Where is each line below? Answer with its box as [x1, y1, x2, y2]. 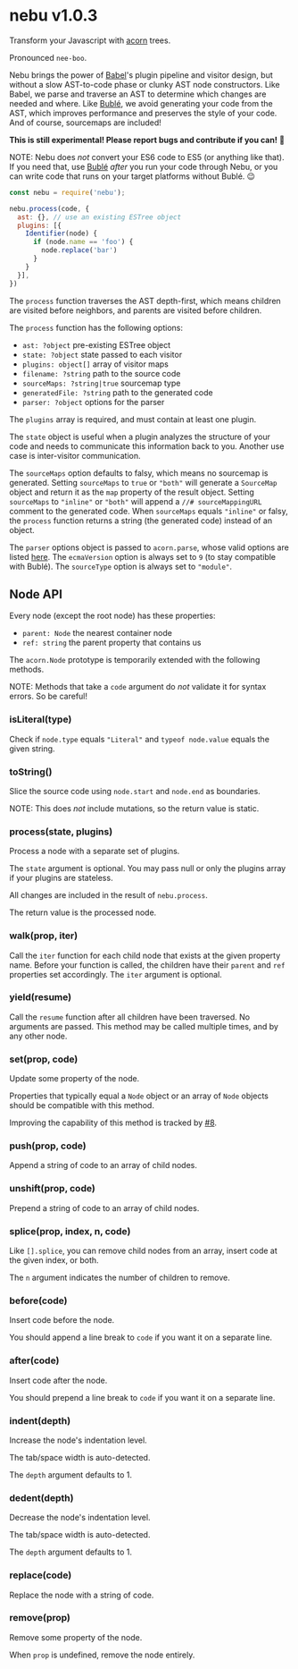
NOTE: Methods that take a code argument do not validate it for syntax [9, 682, 267, 692]
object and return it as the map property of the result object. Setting [9, 487, 254, 497]
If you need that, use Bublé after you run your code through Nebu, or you [9, 161, 278, 172]
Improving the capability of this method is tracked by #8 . [9, 1117, 217, 1128]
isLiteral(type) [9, 713, 72, 725]
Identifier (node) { [25, 229, 98, 238]
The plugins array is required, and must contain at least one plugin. [9, 413, 257, 425]
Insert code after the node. [9, 1375, 108, 1385]
